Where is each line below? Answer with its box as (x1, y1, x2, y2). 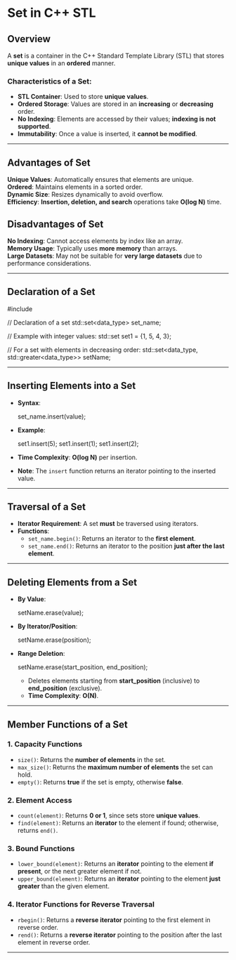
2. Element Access (7, 795, 72, 805)
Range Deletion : (17, 650, 65, 658)
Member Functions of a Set (7, 718, 129, 730)
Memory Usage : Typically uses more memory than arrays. (7, 244, 178, 252)
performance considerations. (7, 258, 91, 268)
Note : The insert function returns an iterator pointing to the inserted (17, 466, 216, 475)
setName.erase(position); (17, 636, 91, 644)
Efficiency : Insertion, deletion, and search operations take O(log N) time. (7, 198, 222, 206)
